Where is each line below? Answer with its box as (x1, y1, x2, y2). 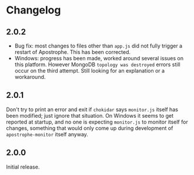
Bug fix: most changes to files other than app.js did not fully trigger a (14, 42, 183, 49)
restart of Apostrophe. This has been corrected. (14, 49, 131, 56)
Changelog (6, 4, 61, 17)
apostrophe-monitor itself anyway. (6, 131, 88, 138)
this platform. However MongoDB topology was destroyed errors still (14, 61, 180, 68)
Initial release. (6, 163, 40, 170)
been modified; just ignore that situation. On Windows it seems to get (6, 112, 174, 119)
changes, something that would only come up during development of (6, 124, 173, 132)
